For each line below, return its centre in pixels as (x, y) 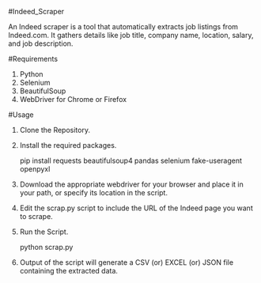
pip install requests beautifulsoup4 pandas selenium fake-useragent (131, 160)
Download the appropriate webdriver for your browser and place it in (131, 184)
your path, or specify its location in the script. (94, 192)
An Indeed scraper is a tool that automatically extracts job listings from (123, 26)
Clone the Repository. (55, 130)
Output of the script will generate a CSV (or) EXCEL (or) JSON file (127, 262)
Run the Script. (44, 232)
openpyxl (35, 169)
